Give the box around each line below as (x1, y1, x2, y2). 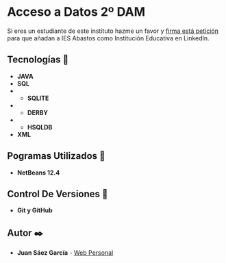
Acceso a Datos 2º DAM (7, 4, 146, 20)
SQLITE (27, 94, 49, 102)
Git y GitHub (16, 206, 53, 214)
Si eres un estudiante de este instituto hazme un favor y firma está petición (7, 27, 219, 35)
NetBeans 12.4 (16, 168, 60, 177)
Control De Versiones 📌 (7, 188, 108, 199)
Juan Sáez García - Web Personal (16, 249, 114, 257)
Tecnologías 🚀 (7, 54, 69, 66)
